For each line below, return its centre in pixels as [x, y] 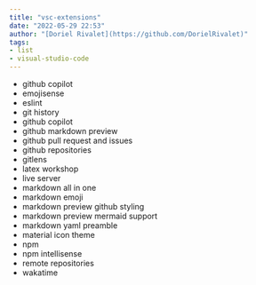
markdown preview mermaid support [90, 216]
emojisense [43, 93]
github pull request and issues [77, 140]
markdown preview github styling [83, 206]
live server [41, 178]
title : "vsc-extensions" [55, 17]
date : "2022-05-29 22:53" [57, 26]
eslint [32, 103]
